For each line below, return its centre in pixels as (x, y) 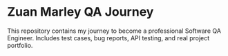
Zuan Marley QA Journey (80, 12)
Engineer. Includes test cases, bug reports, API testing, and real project (108, 38)
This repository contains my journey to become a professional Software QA (114, 31)
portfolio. (20, 45)
